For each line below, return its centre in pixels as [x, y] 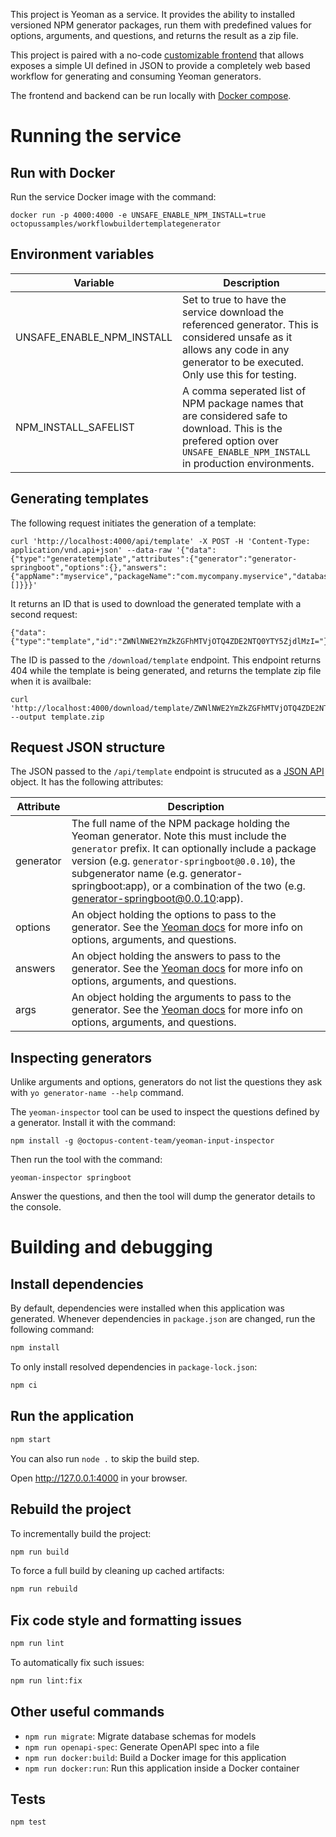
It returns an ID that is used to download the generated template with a [156, 603]
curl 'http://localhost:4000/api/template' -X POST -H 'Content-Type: [160, 541]
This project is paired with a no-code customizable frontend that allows [157, 55]
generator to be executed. [243, 362]
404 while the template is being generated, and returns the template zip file [166, 670]
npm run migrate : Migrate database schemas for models [140, 1736]
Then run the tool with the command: [86, 1160]
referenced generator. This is [250, 324]
